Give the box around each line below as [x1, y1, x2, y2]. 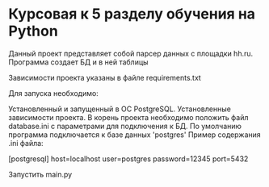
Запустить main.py [8, 169, 73, 179]
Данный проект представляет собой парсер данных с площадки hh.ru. [8, 48, 254, 58]
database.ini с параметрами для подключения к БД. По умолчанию [8, 121, 242, 131]
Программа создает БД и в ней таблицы [8, 57, 149, 67]
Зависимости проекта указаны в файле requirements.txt [8, 73, 202, 82]
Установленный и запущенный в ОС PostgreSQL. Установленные [8, 104, 232, 114]
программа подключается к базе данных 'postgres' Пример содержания [8, 130, 261, 139]
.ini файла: [8, 138, 44, 148]
